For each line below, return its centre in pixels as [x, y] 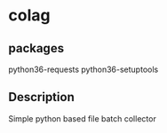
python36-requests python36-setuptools [83, 69]
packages [36, 48]
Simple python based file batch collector [82, 118]
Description [41, 97]
